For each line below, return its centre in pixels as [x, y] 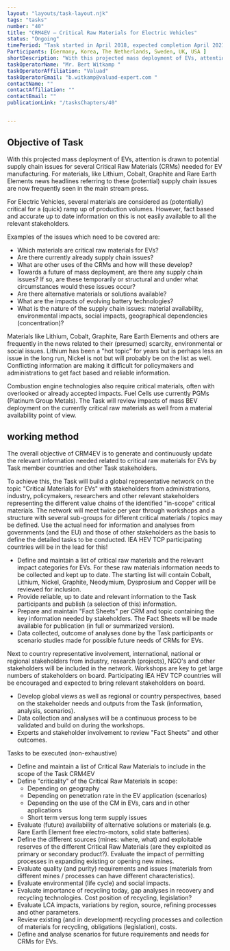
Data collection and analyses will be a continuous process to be [107, 718]
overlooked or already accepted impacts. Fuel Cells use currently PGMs [108, 393]
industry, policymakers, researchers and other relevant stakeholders [103, 495]
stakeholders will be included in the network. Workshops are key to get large [115, 668]
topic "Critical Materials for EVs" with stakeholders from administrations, [109, 489]
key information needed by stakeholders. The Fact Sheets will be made [117, 618]
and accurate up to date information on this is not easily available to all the [112, 216]
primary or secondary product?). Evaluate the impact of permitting [111, 854]
